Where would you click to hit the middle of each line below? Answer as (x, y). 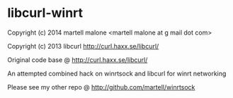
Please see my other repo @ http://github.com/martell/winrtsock (101, 87)
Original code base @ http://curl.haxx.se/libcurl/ (78, 60)
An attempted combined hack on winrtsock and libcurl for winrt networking (117, 73)
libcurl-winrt (45, 13)
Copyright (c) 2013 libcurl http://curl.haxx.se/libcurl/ (83, 46)
